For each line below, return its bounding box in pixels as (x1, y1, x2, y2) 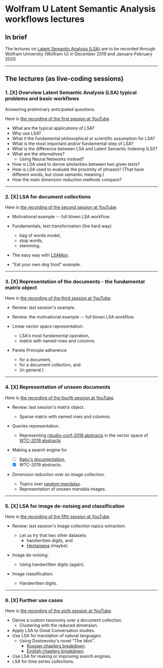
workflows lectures (5, 14, 85, 25)
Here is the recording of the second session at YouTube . (5, 204, 118, 210)
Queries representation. (12, 423, 60, 429)
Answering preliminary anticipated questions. (5, 106, 96, 112)
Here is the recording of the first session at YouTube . (5, 115, 112, 122)
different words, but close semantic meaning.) (12, 171, 104, 177)
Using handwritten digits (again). (19, 561, 85, 567)
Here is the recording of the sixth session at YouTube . (5, 608, 113, 614)
